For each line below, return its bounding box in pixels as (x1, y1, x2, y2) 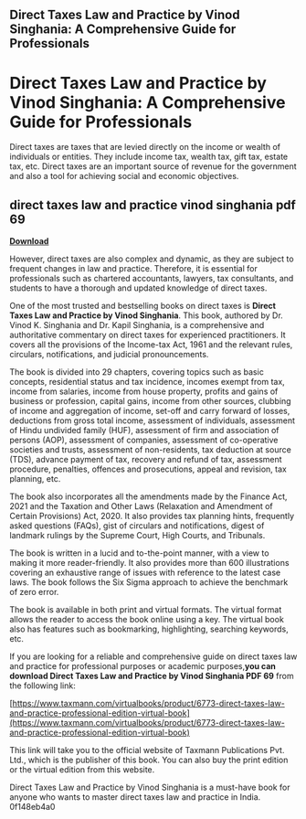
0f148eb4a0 (9, 802, 56, 813)
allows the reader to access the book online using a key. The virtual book (9, 614, 285, 625)
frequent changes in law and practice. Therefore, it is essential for (9, 263, 258, 274)
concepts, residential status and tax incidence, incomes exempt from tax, (9, 377, 285, 388)
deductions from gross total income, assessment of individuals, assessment (9, 415, 295, 426)
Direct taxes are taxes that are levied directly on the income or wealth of (9, 142, 281, 153)
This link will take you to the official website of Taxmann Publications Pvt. (9, 745, 285, 756)
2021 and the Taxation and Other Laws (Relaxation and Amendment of (9, 501, 273, 512)
